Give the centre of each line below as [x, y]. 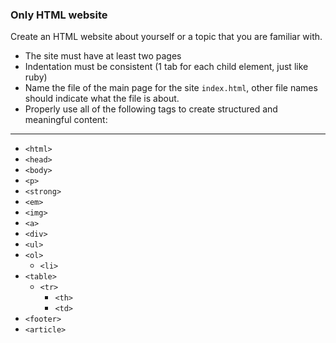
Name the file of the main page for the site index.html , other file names [171, 88]
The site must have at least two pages [103, 56]
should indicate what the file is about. [102, 99]
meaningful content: [66, 120]
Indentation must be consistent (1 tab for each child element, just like [166, 67]
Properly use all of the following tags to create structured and [151, 109]
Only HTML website [59, 15]
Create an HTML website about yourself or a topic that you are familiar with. [166, 37]
